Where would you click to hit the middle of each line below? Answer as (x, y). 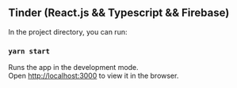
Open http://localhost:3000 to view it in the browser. (94, 76)
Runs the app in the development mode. (73, 68)
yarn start (29, 51)
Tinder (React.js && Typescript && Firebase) (119, 13)
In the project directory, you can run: (68, 31)
